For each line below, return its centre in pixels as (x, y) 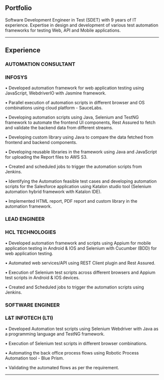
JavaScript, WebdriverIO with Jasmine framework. (56, 93)
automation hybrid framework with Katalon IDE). (53, 192)
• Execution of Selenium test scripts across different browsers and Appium (80, 272)
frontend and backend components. (41, 142)
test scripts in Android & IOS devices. (42, 277)
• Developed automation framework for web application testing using (74, 88)
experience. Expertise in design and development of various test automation (82, 25)
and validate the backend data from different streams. (59, 128)
